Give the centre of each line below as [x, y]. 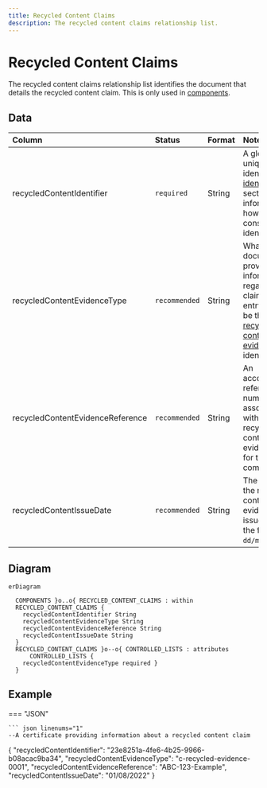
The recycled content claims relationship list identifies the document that [127, 84]
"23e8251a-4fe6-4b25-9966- [156, 750]
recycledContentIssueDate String [78, 636]
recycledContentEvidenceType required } [90, 664]
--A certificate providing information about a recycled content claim [129, 735]
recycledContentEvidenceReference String [92, 629]
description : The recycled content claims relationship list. [113, 23]
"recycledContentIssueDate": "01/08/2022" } [81, 775]
